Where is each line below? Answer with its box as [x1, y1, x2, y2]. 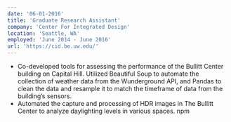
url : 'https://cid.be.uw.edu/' [7, 43, 99, 50]
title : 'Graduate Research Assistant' [7, 17, 121, 24]
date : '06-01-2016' [7, 10, 65, 18]
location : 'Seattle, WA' [7, 29, 80, 37]
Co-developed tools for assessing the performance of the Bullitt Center [17, 62, 224, 70]
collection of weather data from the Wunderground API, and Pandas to [17, 77, 222, 85]
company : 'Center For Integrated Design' [7, 23, 131, 30]
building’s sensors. [17, 92, 72, 100]
